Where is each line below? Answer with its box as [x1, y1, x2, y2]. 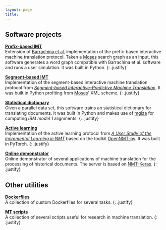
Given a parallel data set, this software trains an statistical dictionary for [5, 105, 152, 111]
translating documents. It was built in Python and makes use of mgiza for [5, 110, 154, 116]
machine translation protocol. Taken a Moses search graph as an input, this [5, 54, 159, 60]
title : [5, 12, 19, 17]
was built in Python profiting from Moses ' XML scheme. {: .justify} [5, 90, 140, 96]
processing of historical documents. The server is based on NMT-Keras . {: [5, 161, 157, 167]
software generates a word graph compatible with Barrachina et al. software [5, 59, 161, 65]
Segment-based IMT [5, 74, 49, 80]
